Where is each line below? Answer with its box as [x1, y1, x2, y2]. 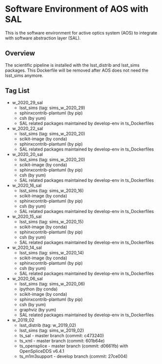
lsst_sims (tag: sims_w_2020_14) [19, 249, 84, 255]
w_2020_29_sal [12, 99, 43, 105]
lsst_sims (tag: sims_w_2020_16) [19, 188, 84, 193]
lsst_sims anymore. [5, 72, 44, 78]
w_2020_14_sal [12, 245, 42, 250]
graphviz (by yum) [19, 307, 56, 312]
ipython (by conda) [19, 286, 58, 292]
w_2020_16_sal [12, 182, 42, 188]
